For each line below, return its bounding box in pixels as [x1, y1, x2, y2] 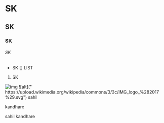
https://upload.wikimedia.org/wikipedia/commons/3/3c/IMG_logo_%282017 [5, 89, 159, 95]
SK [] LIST [12, 64, 33, 70]
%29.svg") [5, 94, 27, 100]
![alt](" [19, 84, 32, 90]
